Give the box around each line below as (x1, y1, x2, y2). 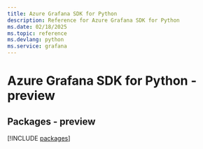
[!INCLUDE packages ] (7, 134, 71, 142)
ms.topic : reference (7, 29, 68, 37)
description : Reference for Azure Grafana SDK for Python (7, 17, 180, 24)
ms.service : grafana (7, 43, 68, 50)
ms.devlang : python (7, 36, 64, 43)
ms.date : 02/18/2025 (7, 23, 68, 30)
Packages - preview (7, 115, 96, 127)
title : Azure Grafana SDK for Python (7, 10, 118, 17)
